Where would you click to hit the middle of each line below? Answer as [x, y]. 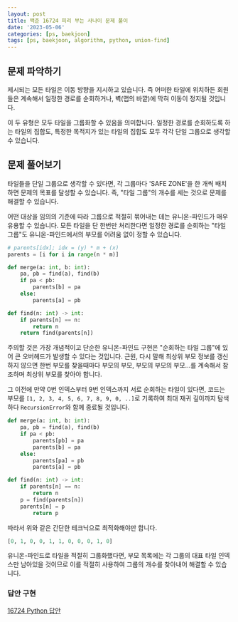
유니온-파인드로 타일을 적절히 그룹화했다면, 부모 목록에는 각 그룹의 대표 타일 [112, 556]
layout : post [27, 14]
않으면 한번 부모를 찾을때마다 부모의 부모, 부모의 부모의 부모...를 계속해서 [121, 366]
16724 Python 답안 [34, 611]
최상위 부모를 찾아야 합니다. [64, 374]
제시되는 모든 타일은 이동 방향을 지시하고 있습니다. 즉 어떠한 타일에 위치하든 [112, 89]
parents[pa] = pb [58, 460]
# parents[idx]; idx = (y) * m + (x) [63, 248]
